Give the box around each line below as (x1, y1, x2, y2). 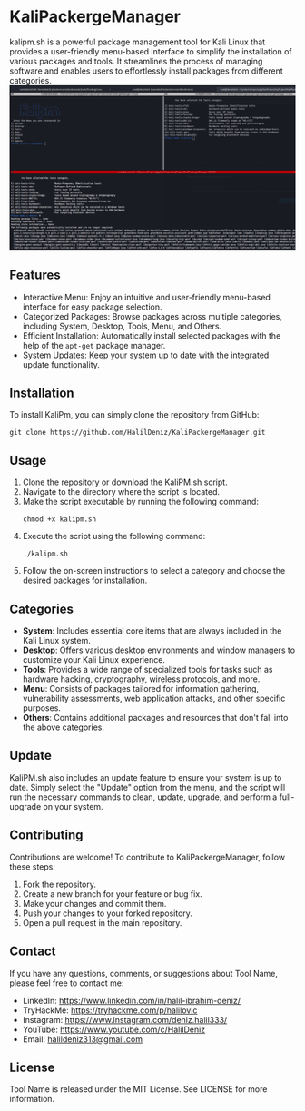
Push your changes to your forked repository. (22, 908, 193, 919)
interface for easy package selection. (22, 301, 162, 312)
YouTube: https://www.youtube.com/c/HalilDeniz (22, 1024, 206, 1035)
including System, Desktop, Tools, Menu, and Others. (22, 320, 222, 331)
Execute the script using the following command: (22, 531, 206, 542)
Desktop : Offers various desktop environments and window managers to (22, 644, 296, 655)
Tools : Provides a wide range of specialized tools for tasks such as (22, 664, 273, 675)
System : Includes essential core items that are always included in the (22, 625, 282, 636)
